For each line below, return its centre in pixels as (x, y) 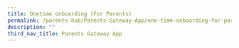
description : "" (31, 27)
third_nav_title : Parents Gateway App (65, 34)
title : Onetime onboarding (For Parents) (70, 14)
